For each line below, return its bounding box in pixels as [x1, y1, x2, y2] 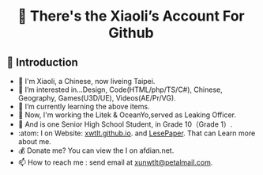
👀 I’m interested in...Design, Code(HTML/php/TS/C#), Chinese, [17, 85, 223, 94]
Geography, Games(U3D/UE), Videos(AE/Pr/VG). [17, 93, 176, 102]
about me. [17, 137, 51, 146]
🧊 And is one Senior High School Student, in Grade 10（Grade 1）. [17, 120, 233, 129]
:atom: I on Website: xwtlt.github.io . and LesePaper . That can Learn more [17, 128, 256, 138]
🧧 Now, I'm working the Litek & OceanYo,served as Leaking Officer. [17, 110, 237, 120]
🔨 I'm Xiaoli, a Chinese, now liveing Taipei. [17, 77, 156, 86]
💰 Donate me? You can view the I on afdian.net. [17, 146, 175, 155]
